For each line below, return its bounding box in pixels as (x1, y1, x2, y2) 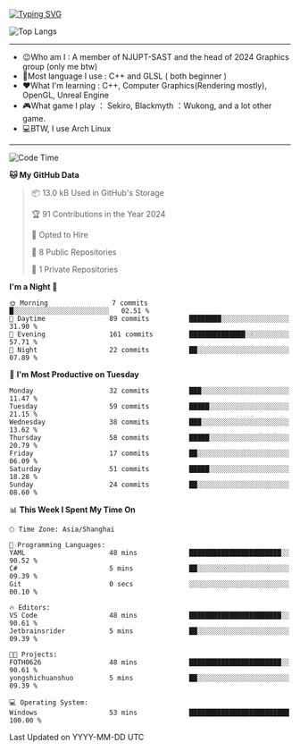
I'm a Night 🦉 (9, 282, 58, 291)
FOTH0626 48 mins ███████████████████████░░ (9, 658, 290, 667)
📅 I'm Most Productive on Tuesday (9, 369, 140, 379)
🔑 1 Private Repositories (30, 264, 119, 274)
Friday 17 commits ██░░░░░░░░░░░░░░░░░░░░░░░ (9, 449, 290, 458)
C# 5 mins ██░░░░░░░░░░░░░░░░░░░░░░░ (9, 564, 290, 573)
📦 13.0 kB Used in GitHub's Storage (30, 188, 165, 198)
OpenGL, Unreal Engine (21, 89, 110, 100)
